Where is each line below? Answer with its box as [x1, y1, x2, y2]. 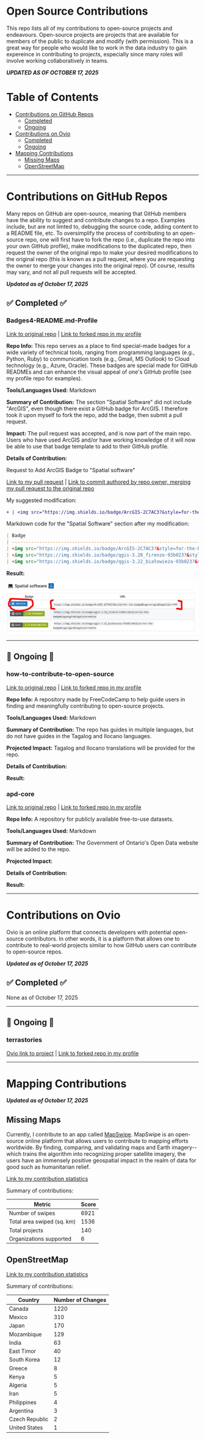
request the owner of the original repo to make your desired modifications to [6, 249, 198, 256]
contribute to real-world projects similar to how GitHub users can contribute [6, 942, 197, 949]
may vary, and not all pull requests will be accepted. [6, 268, 137, 276]
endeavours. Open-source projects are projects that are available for [6, 31, 179, 38]
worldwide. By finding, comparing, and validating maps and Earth [6, 1144, 171, 1151]
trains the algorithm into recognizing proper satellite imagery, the [23, 1150, 186, 1158]
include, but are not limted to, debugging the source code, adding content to [6, 223, 198, 230]
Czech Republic [9, 1416, 49, 1423]
